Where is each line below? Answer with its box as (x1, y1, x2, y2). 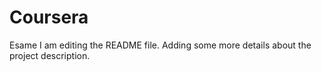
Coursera (9, 6, 89, 29)
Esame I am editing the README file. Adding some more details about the (9, 39, 312, 51)
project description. (9, 49, 91, 61)
